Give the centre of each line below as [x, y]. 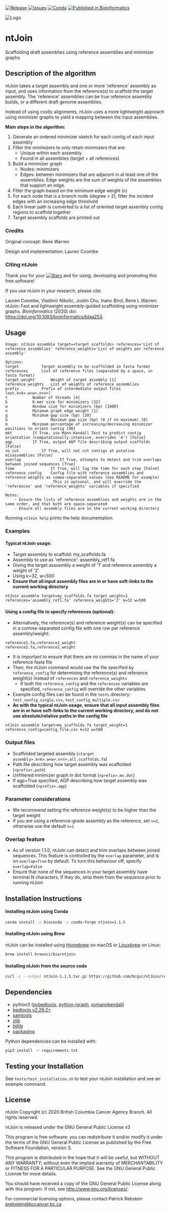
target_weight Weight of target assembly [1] [61, 380]
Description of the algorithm [51, 74]
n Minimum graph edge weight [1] [52, 411]
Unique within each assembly [51, 153]
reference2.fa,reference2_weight [40, 647]
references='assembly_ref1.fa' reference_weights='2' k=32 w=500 [75, 601]
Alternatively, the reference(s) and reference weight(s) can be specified [87, 623]
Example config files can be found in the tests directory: [72, 694]
